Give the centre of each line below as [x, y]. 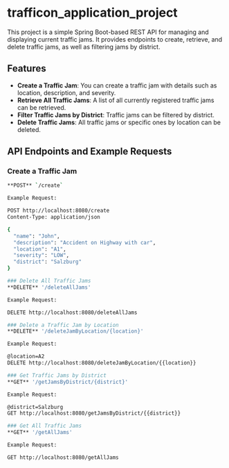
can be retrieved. [42, 107]
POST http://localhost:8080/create [58, 211]
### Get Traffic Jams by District [57, 375]
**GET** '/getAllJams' [40, 433]
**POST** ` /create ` [35, 185]
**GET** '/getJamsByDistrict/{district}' [68, 382]
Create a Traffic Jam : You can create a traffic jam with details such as [117, 85]
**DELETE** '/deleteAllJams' [49, 287]
